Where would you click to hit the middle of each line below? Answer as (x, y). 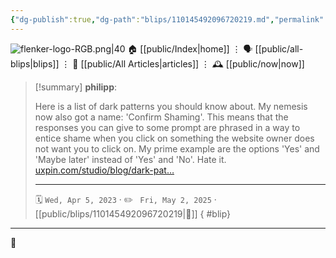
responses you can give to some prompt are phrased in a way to (167, 127)
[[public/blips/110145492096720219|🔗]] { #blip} (133, 213)
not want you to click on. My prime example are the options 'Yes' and (177, 148)
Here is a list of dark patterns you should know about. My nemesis (171, 106)
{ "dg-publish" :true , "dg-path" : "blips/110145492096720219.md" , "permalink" (167, 19)
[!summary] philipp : (76, 87)
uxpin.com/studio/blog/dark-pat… (104, 170)
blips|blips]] (35, 63)
